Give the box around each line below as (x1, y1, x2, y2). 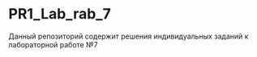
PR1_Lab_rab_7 (8, 5, 111, 23)
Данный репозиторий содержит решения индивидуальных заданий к (8, 31, 249, 41)
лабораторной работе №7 (8, 39, 99, 49)
